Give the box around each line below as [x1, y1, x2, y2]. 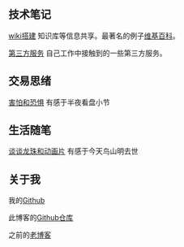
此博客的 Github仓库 [8, 213, 74, 223]
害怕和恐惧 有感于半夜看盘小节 [8, 97, 110, 107]
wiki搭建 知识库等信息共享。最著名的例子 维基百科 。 [8, 31, 180, 41]
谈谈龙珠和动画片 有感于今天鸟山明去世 [8, 146, 139, 156]
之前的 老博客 [8, 230, 51, 240]
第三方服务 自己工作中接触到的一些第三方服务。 [8, 48, 167, 58]
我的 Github [8, 196, 45, 206]
